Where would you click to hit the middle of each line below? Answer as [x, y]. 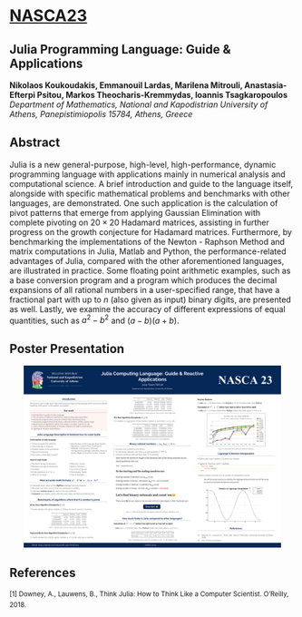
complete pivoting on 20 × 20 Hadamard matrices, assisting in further [140, 222]
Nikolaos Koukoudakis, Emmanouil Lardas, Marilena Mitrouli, [126, 85]
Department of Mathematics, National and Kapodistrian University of [139, 104]
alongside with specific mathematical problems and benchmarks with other [150, 193]
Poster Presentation [67, 349]
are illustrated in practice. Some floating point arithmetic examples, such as [150, 270]
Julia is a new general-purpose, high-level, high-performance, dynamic [143, 164]
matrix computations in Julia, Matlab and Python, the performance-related [148, 251]
